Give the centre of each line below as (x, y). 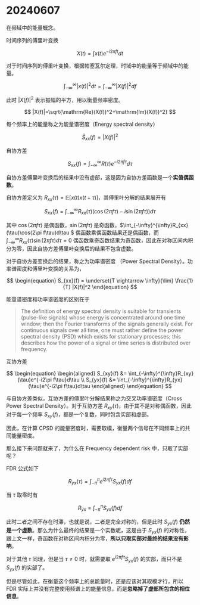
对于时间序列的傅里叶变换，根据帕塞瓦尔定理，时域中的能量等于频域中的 (95, 66)
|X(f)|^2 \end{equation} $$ (105, 287)
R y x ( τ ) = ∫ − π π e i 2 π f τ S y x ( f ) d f (100, 481)
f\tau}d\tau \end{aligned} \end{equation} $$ (118, 386)
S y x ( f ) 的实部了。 (27, 568)
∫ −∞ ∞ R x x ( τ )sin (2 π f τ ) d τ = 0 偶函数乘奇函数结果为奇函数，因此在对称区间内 (97, 240)
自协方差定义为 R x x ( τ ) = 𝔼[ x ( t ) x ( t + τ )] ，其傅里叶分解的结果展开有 (86, 198)
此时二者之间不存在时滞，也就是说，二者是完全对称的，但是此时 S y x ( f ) (92, 522)
